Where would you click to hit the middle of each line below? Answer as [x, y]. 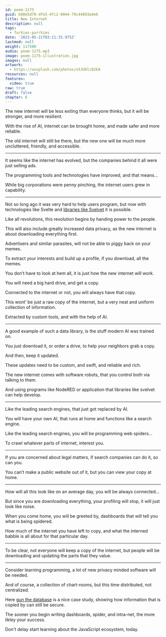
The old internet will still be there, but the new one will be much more [75, 141]
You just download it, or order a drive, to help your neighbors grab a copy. [80, 346]
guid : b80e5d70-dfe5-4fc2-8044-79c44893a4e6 [52, 14]
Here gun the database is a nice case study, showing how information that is [83, 600]
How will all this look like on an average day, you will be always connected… [82, 492]
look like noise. [20, 507]
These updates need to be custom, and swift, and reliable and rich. [73, 365]
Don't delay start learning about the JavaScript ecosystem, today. [72, 630]
